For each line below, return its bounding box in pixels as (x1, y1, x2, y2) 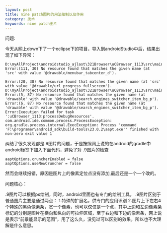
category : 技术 (5, 16, 35, 21)
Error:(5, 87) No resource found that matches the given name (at (5, 92, 146, 97)
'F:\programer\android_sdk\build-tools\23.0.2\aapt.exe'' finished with (5, 127, 159, 132)
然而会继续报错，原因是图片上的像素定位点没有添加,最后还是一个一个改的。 (5, 171, 159, 176)
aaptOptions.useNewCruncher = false (5, 161, 81, 166)
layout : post (5, 7, 32, 12)
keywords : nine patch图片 (5, 21, 57, 26)
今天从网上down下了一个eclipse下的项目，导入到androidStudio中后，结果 (5, 46, 156, 52)
